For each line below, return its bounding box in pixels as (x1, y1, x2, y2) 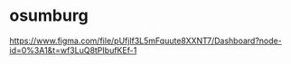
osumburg (9, 5, 89, 26)
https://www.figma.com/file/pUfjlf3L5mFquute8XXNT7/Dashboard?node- (9, 35, 282, 46)
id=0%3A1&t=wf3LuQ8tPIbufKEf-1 (9, 44, 137, 55)
